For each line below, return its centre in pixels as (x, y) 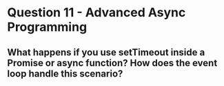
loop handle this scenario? (65, 73)
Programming (47, 27)
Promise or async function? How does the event (112, 63)
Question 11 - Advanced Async (96, 13)
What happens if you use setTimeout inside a (106, 52)
